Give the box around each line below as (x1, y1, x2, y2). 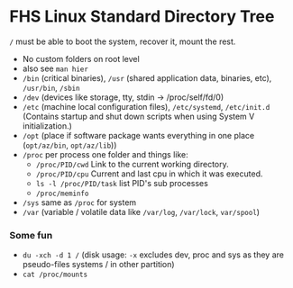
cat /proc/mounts (22, 270, 88, 280)
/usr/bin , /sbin (22, 82, 80, 93)
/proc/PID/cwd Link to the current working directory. (35, 158, 230, 169)
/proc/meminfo (35, 189, 89, 198)
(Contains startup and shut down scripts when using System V (22, 111, 255, 121)
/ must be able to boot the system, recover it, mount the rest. (9, 36, 236, 47)
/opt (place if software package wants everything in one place (22, 130, 255, 140)
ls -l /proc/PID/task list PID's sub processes (35, 177, 209, 188)
